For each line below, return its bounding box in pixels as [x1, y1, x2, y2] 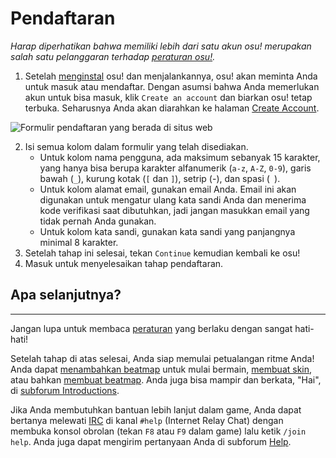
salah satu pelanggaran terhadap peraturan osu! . [10, 50, 216, 62]
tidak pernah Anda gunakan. [39, 215, 157, 227]
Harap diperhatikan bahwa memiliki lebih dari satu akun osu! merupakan [10, 40, 312, 52]
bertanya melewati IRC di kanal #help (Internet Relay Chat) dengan [10, 414, 284, 426]
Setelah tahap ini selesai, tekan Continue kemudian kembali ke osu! [24, 247, 301, 259]
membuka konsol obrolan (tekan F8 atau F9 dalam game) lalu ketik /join [10, 425, 307, 437]
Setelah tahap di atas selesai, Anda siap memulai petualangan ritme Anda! [10, 352, 315, 364]
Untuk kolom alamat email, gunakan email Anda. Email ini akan [39, 183, 297, 195]
